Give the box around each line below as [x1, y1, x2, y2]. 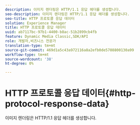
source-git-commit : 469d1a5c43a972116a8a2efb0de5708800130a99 [5, 47, 134, 52]
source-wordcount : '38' [5, 57, 54, 62]
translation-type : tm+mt [5, 43, 56, 48]
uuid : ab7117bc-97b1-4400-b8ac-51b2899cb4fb [5, 30, 97, 34]
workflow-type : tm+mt [5, 52, 49, 57]
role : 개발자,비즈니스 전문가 [5, 39, 56, 44]
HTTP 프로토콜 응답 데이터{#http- [5, 88, 136, 99]
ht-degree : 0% [5, 61, 34, 66]
